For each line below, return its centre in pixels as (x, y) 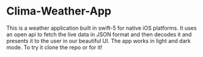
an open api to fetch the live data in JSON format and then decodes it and (99, 34)
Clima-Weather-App (59, 11)
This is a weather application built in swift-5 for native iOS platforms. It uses (102, 28)
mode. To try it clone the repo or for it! (54, 47)
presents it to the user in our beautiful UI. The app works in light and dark (98, 41)
